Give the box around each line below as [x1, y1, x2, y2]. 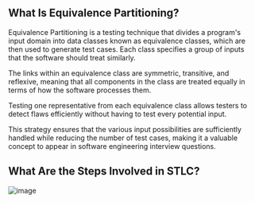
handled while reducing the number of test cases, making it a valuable [8, 133, 238, 142]
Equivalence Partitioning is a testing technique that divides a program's [8, 27, 241, 37]
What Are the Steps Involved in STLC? [8, 165, 200, 178]
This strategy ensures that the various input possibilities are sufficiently [8, 124, 242, 134]
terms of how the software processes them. [8, 85, 152, 95]
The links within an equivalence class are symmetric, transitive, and [8, 68, 230, 78]
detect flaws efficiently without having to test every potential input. [8, 109, 227, 119]
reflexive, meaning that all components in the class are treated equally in [8, 76, 245, 86]
